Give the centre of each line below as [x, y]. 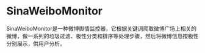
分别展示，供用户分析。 [36, 43]
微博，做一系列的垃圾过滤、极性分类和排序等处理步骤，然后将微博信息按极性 [103, 36]
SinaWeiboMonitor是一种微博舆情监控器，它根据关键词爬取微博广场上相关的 [102, 28]
